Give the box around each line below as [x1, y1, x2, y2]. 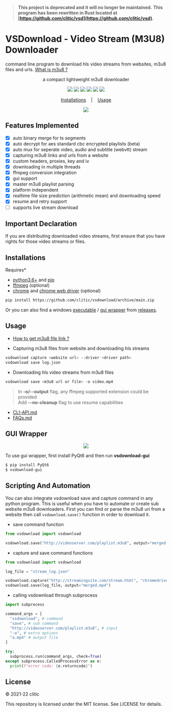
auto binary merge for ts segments [12, 135, 86, 141]
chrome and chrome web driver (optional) [12, 288, 101, 294]
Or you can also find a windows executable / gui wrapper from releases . [5, 307, 158, 313]
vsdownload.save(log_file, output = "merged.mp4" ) [5, 583, 111, 588]
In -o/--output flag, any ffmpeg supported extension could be [17, 388, 149, 394]
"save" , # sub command [10, 621, 58, 626]
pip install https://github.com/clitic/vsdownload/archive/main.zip [5, 298, 155, 303]
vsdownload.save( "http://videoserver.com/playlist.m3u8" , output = [5, 540, 150, 546]
